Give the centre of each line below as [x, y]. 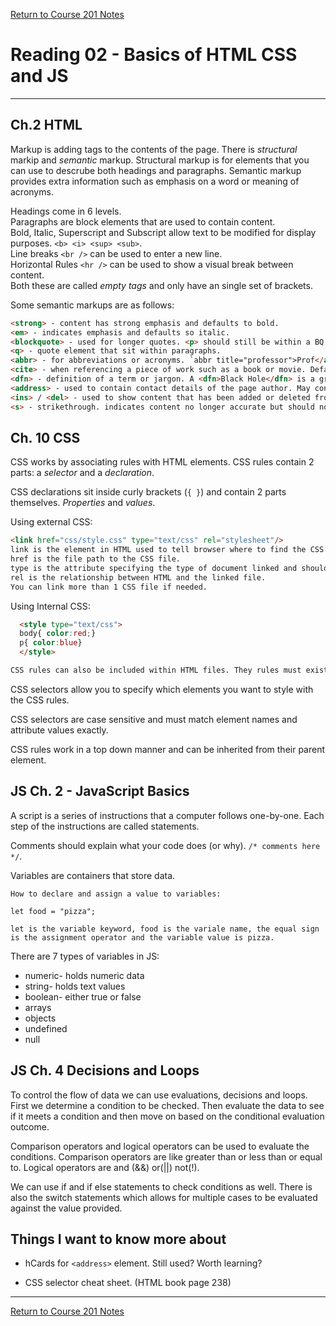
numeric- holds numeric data [84, 975]
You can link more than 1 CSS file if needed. [109, 587]
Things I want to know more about [118, 1239]
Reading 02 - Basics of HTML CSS [154, 55]
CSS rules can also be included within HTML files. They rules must [156, 670]
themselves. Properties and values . [83, 503]
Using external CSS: [51, 522]
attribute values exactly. [59, 730]
